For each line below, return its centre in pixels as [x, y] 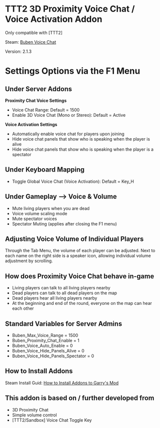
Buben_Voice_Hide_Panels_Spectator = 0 [53, 356]
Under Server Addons [39, 89]
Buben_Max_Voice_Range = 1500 [45, 335]
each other [23, 308]
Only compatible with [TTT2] [34, 32]
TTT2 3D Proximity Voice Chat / [70, 9]
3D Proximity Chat [30, 410]
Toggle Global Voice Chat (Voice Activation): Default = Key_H [73, 181]
